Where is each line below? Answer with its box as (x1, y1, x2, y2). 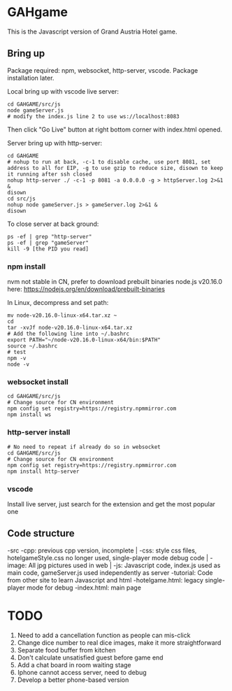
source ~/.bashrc (7, 343, 58, 350)
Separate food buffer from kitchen (17, 646, 116, 654)
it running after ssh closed (7, 171, 92, 178)
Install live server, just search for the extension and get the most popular (7, 499, 215, 508)
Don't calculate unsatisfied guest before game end (17, 653, 164, 662)
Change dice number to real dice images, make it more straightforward (17, 638, 222, 647)
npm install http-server (7, 468, 80, 475)
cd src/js (7, 195, 36, 202)
